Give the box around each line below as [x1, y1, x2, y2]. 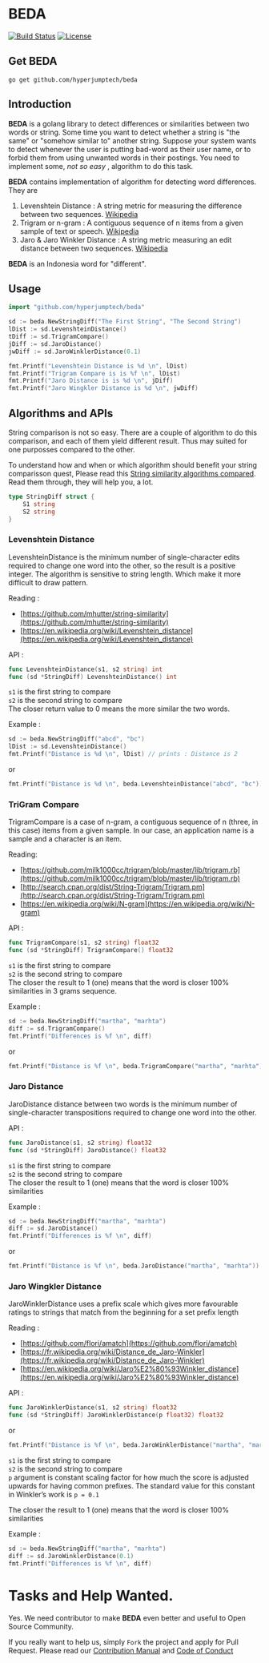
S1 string [22, 500, 56, 508]
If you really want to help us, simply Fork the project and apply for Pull [8, 1637, 239, 1646]
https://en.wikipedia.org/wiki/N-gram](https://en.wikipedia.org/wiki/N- [22, 899, 255, 909]
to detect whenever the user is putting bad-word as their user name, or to [8, 144, 251, 154]
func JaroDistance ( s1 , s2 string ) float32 [8, 1139, 152, 1147]
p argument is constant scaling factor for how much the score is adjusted [8, 1472, 250, 1482]
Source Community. [8, 1621, 74, 1631]
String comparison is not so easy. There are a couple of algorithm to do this [8, 428, 258, 437]
